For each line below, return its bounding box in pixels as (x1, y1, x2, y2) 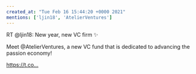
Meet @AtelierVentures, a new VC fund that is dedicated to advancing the (6, 43, 191, 50)
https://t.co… (6, 61, 39, 68)
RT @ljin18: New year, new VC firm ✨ (6, 31, 99, 38)
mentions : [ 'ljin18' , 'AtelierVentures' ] (6, 14, 113, 20)
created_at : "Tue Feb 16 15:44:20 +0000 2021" (6, 8, 126, 15)
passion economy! (6, 49, 53, 57)
